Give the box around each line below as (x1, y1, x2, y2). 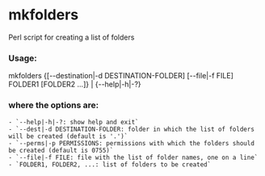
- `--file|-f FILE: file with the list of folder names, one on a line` (8, 153, 259, 161)
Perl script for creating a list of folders (8, 32, 135, 42)
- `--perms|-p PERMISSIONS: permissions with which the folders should (8, 139, 254, 147)
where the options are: (8, 99, 99, 111)
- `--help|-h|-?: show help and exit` (8, 118, 139, 126)
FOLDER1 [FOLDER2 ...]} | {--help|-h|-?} (8, 79, 141, 90)
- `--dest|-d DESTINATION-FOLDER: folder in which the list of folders (8, 125, 254, 133)
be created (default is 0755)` (8, 146, 114, 154)
